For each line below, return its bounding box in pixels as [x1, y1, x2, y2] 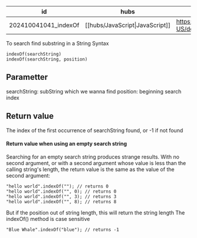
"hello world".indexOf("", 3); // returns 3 [6, 193, 117, 199]
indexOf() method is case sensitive [6, 215, 90, 222]
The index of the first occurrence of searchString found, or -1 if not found [6, 126, 184, 134]
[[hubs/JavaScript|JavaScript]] [84, 21, 171, 29]
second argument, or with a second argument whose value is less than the [6, 159, 186, 166]
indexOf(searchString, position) [6, 56, 88, 62]
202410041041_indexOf [9, 21, 80, 29]
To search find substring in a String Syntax [6, 40, 110, 46]
